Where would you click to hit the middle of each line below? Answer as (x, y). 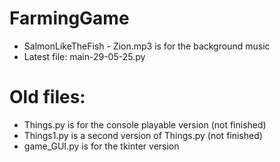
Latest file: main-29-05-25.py (84, 56)
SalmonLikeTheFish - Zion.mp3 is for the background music (147, 46)
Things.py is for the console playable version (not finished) (145, 124)
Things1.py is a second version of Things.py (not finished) (143, 135)
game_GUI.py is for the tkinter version (101, 146)
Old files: (47, 97)
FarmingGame (69, 18)
